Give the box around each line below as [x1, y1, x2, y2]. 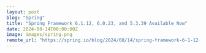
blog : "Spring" [6, 15, 45, 21]
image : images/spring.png [6, 32, 72, 38]
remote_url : [6, 37, 37, 43]
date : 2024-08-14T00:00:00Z [6, 26, 78, 32]
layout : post [6, 9, 40, 15]
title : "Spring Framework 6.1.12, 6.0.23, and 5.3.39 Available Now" [6, 20, 188, 26]
